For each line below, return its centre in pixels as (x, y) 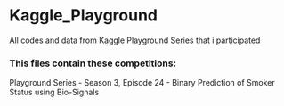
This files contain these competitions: (93, 63)
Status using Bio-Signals (54, 92)
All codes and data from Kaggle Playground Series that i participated (135, 40)
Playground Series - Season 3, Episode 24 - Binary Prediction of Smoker (142, 83)
